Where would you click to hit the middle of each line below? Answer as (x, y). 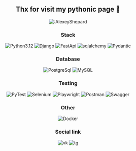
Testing (68, 83)
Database (68, 59)
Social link (68, 132)
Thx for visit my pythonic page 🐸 (68, 9)
